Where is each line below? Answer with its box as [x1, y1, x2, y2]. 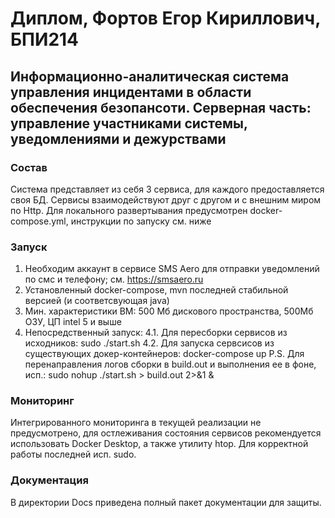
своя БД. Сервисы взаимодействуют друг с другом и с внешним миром [10, 193, 322, 206]
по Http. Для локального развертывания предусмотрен [10, 204, 248, 216]
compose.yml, [10, 215, 69, 227]
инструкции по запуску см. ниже [70, 215, 212, 227]
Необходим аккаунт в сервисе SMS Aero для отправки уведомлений [24, 263, 320, 275]
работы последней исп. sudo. [10, 448, 137, 461]
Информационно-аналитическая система [10, 68, 290, 85]
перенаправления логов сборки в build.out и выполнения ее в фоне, [24, 358, 317, 371]
